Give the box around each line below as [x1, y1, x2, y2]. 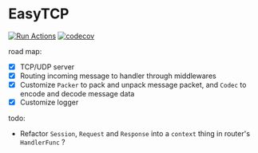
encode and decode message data [19, 89, 135, 99]
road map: [8, 46, 42, 56]
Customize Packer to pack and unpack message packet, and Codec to [19, 80, 247, 90]
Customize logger [19, 97, 79, 108]
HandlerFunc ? [19, 137, 65, 147]
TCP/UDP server [19, 61, 75, 72]
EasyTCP [8, 5, 69, 23]
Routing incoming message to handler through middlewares [19, 71, 217, 80]
